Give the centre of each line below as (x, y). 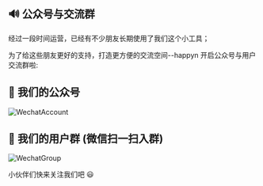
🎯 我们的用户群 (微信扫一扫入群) (86, 139)
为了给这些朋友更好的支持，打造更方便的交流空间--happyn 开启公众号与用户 (132, 55)
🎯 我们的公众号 (44, 92)
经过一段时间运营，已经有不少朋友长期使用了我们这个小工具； (109, 38)
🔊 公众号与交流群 (51, 14)
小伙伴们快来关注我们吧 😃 (51, 175)
